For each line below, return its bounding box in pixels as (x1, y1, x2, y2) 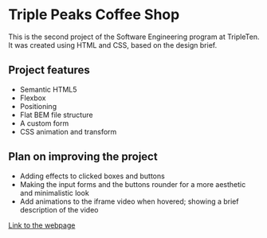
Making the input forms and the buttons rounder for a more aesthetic (19, 179, 246, 189)
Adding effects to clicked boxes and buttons (19, 171, 165, 181)
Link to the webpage (8, 220, 76, 230)
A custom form (19, 118, 69, 128)
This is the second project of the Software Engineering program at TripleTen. (8, 32, 260, 41)
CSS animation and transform (19, 127, 117, 136)
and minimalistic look (19, 188, 89, 197)
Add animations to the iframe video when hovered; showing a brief (19, 197, 239, 206)
